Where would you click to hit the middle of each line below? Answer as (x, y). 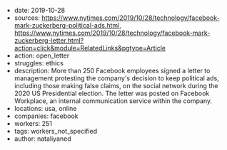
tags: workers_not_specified (56, 131)
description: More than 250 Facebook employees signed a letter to (112, 71)
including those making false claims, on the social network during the (116, 86)
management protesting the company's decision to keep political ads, (116, 78)
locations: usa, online (45, 108)
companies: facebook (46, 116)
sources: (27, 18)
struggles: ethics (39, 63)
